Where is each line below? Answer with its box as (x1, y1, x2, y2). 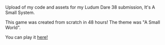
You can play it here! (5, 34, 48, 40)
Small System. (5, 9, 35, 15)
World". (5, 24, 21, 30)
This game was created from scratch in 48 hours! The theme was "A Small (5, 19, 160, 25)
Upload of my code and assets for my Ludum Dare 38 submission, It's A (5, 4, 155, 10)
